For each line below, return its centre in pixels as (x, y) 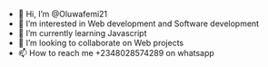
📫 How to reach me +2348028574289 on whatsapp (116, 53)
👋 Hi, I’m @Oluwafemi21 (63, 14)
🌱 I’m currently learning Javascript (82, 33)
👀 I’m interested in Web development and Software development (139, 24)
